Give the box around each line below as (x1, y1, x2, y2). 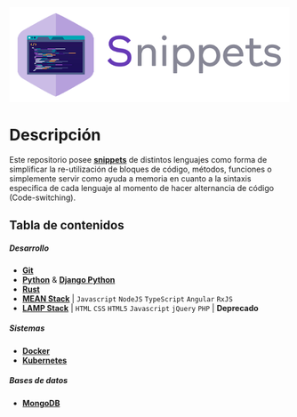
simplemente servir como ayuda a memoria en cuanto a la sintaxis (9, 172, 252, 184)
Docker (21, 345, 51, 356)
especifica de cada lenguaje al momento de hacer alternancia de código (9, 182, 274, 193)
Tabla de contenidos (9, 217, 124, 233)
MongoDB (21, 397, 60, 408)
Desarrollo (9, 243, 49, 253)
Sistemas (9, 323, 45, 333)
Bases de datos (9, 375, 68, 386)
